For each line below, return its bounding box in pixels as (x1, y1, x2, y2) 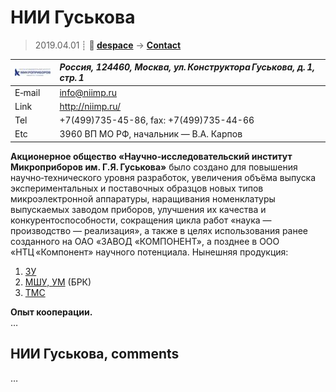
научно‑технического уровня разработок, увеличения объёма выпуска (10, 171, 317, 183)
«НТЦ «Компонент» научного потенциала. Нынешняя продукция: (10, 246, 289, 258)
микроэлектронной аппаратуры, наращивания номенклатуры (10, 192, 276, 205)
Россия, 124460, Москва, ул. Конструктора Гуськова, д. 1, (59, 61, 315, 73)
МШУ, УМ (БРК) (24, 276, 92, 288)
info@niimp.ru (59, 86, 118, 98)
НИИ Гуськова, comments (10, 346, 180, 363)
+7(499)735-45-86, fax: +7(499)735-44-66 (59, 114, 255, 126)
